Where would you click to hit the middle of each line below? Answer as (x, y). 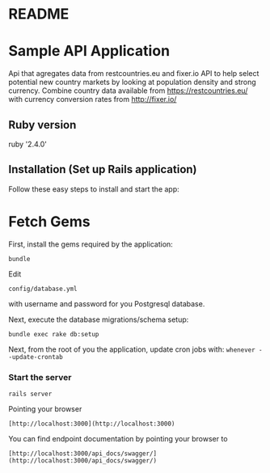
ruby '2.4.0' (27, 144)
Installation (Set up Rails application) (103, 169)
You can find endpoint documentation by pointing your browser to (118, 438)
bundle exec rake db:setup (54, 334)
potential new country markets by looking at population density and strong (132, 82)
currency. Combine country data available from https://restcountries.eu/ (128, 91)
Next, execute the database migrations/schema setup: (99, 319)
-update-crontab (36, 357)
